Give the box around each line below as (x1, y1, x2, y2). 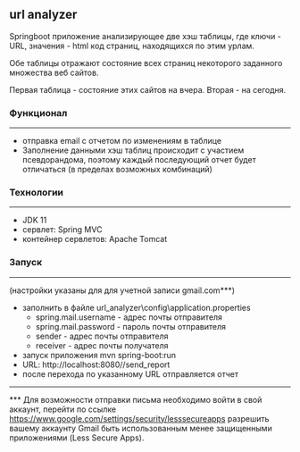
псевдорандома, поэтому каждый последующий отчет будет (21, 155, 256, 165)
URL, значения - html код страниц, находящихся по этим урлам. (9, 40, 254, 51)
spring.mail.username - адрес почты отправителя (35, 312, 223, 322)
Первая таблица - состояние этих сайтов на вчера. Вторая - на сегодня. (9, 84, 287, 95)
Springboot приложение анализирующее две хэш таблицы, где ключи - (9, 30, 281, 41)
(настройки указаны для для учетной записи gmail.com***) (9, 285, 235, 296)
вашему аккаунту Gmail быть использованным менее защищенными (9, 423, 272, 433)
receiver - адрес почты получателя (35, 339, 169, 351)
